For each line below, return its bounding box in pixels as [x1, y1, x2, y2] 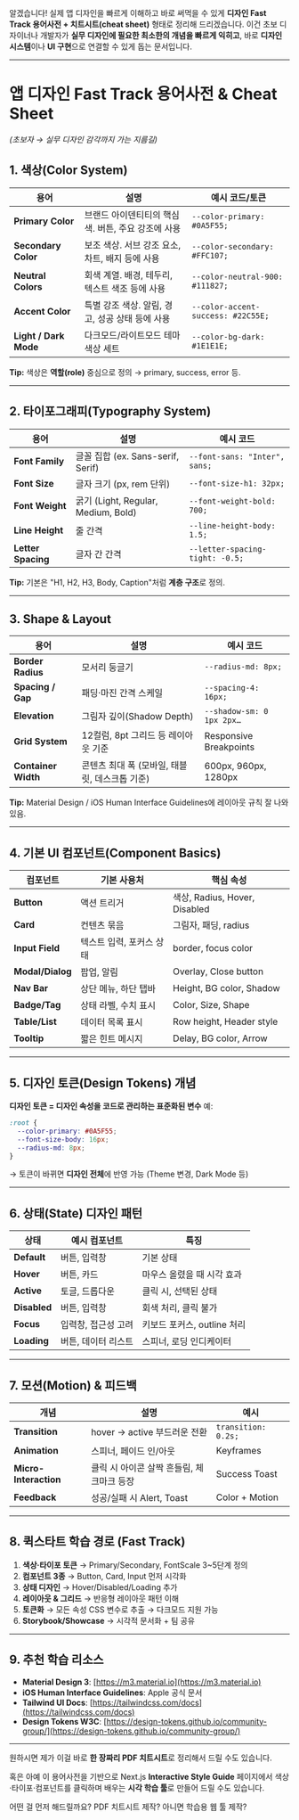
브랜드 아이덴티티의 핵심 [84, 209, 180, 221]
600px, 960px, [204, 760, 267, 773]
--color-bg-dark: [191, 332, 265, 341]
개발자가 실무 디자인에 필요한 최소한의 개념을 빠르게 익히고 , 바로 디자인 [39, 30, 283, 40]
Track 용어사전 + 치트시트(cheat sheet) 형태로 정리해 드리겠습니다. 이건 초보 [9, 19, 278, 29]
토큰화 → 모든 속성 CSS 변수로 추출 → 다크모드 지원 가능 [21, 1603, 219, 1615]
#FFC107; [191, 250, 229, 260]
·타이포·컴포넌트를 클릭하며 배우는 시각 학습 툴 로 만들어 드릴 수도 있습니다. [9, 1782, 265, 1793]
